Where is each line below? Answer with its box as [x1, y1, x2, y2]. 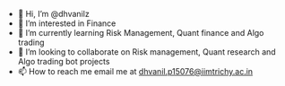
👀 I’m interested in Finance [17, 18, 117, 29]
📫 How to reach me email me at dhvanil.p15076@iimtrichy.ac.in [17, 66, 254, 76]
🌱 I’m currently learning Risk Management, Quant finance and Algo [17, 28, 264, 38]
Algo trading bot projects [17, 56, 110, 66]
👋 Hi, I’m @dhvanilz [17, 9, 90, 19]
